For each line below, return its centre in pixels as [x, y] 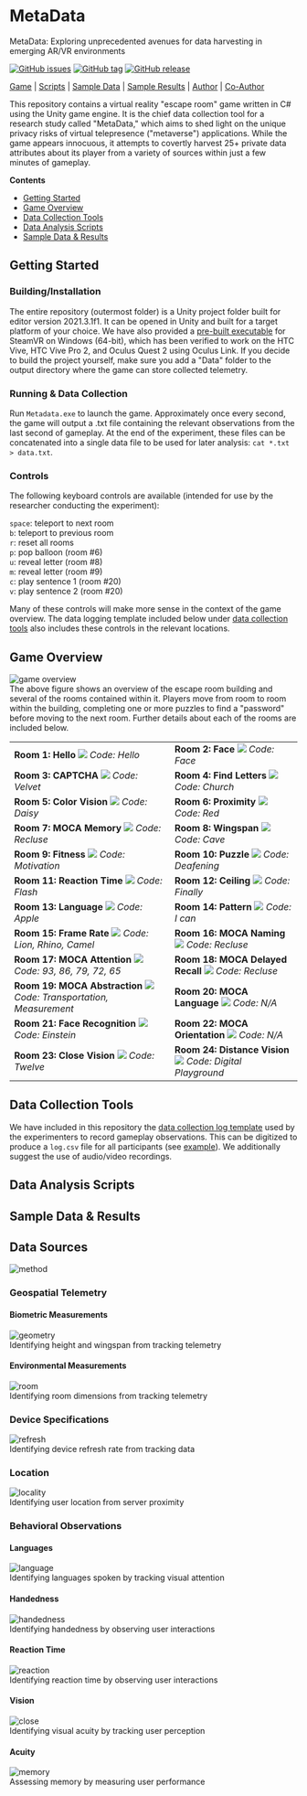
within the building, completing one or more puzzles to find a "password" [147, 709]
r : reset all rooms [42, 543]
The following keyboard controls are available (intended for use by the [142, 496]
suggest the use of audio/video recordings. [90, 1156]
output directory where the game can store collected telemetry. [129, 369]
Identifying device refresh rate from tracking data [102, 1449]
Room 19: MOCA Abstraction [79, 986]
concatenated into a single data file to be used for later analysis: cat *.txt [149, 442]
